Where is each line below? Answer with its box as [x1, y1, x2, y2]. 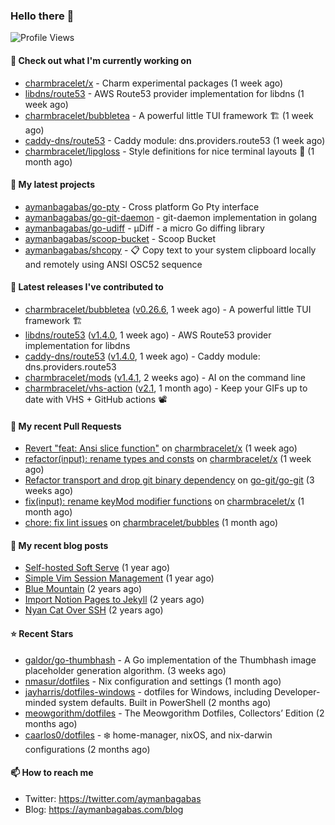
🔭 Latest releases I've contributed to [10, 281, 164, 293]
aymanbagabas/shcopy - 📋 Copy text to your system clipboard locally [24, 244, 317, 256]
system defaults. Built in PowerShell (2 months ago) [58, 696, 272, 708]
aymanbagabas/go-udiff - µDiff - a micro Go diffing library [24, 222, 265, 234]
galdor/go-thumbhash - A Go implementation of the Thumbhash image [24, 654, 317, 666]
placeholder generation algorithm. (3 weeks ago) [24, 664, 227, 676]
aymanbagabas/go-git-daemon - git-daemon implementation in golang [24, 211, 318, 223]
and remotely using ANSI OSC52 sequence [24, 258, 203, 270]
